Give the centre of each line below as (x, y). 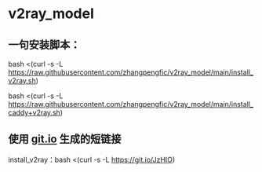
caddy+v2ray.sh (35, 112)
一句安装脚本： (44, 44)
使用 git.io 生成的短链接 (65, 139)
